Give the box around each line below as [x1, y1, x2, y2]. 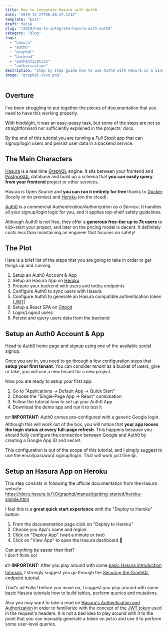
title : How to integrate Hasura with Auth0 [5, 7, 97, 13]
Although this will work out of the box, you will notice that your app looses [5, 422, 158, 428]
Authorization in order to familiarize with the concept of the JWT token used [5, 605, 162, 611]
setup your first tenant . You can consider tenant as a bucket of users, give [5, 363, 160, 369]
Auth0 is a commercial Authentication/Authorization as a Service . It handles [5, 203, 161, 209]
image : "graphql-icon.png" [5, 73, 61, 78]
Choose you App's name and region [12, 526, 86, 533]
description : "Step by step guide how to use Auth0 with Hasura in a [5, 68, 153, 73]
